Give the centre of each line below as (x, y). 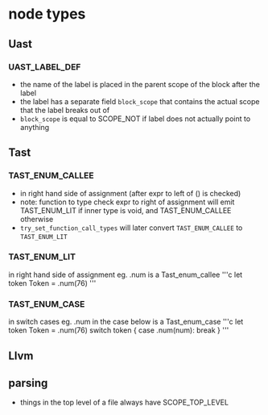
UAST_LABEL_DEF (45, 67)
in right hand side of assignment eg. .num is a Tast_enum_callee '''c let (126, 275)
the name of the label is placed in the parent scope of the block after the (140, 84)
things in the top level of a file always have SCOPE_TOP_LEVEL (124, 402)
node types (47, 14)
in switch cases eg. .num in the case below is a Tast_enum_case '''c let (126, 322)
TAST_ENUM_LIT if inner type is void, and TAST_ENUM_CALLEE (126, 210)
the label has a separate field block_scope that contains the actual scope (140, 101)
